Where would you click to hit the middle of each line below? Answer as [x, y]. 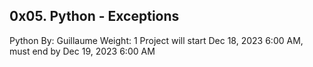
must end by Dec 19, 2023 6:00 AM [82, 51]
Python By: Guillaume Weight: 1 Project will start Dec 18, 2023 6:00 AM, [156, 40]
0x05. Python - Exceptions [94, 16]
